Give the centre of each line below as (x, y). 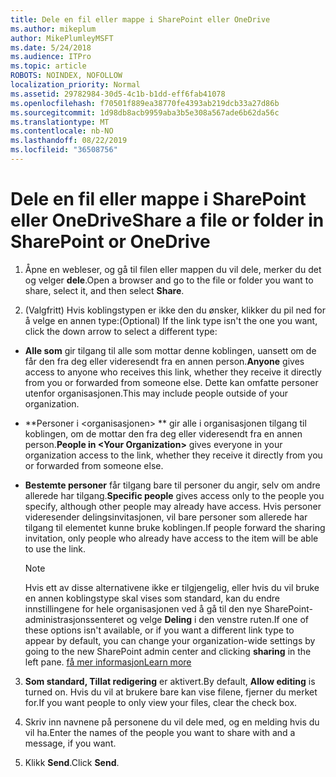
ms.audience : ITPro (51, 57)
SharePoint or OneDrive (110, 242)
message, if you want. (70, 743)
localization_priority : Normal (75, 85)
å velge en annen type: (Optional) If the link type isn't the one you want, (171, 320)
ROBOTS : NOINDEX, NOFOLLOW (66, 76)
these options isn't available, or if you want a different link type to (159, 630)
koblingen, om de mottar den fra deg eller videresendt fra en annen (163, 433)
